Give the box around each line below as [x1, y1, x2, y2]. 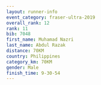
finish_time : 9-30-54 [6, 70, 61, 76]
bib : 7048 [6, 31, 31, 37]
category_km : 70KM [6, 59, 52, 65]
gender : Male [6, 64, 39, 71]
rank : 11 [6, 25, 28, 32]
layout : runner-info [6, 8, 58, 15]
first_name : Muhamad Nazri [6, 37, 74, 42]
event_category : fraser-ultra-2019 [6, 14, 96, 20]
